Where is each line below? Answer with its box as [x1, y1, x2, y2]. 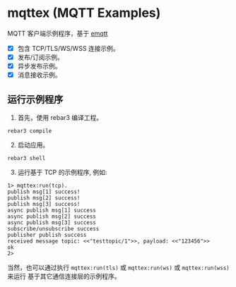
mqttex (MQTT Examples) [7, 5, 161, 21]
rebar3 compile [7, 128, 52, 135]
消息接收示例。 [17, 71, 61, 79]
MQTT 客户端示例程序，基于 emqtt [7, 29, 108, 37]
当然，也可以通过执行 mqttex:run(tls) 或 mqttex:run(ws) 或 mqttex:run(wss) [7, 263, 230, 271]
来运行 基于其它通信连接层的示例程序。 [7, 272, 121, 280]
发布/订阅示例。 [17, 53, 64, 61]
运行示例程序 [7, 93, 64, 105]
